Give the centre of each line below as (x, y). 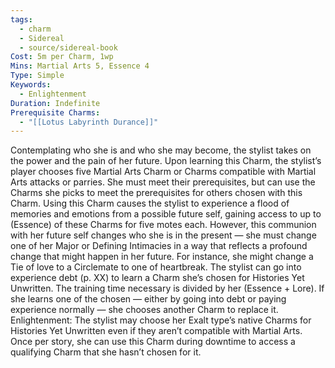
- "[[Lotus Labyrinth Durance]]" (89, 122)
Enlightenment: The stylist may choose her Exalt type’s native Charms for (161, 320)
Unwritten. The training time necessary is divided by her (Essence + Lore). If (167, 288)
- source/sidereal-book (68, 47)
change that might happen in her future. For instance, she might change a (162, 257)
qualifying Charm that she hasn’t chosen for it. (106, 352)
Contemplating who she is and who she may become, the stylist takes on (161, 150)
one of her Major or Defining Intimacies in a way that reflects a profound (159, 246)
